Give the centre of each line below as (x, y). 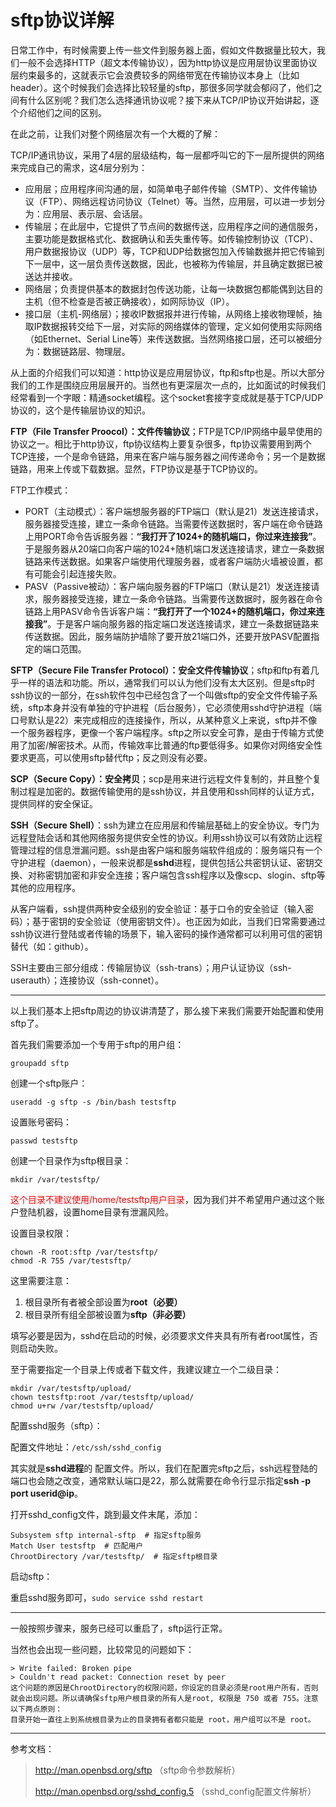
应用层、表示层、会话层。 (95, 213)
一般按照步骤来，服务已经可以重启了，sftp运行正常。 (119, 1628)
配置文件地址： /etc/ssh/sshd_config (86, 1447)
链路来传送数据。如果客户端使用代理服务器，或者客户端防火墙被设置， (169, 561)
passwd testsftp (44, 1141)
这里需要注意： (41, 1280)
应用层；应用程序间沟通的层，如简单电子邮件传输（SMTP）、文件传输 (166, 188)
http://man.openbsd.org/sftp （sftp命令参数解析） (137, 1770)
